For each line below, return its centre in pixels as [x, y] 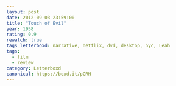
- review [23, 62]
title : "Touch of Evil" [37, 23]
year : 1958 [20, 29]
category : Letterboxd [34, 68]
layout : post [23, 12]
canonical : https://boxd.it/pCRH [49, 74]
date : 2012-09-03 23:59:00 [40, 18]
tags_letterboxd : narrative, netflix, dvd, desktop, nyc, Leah [88, 46]
